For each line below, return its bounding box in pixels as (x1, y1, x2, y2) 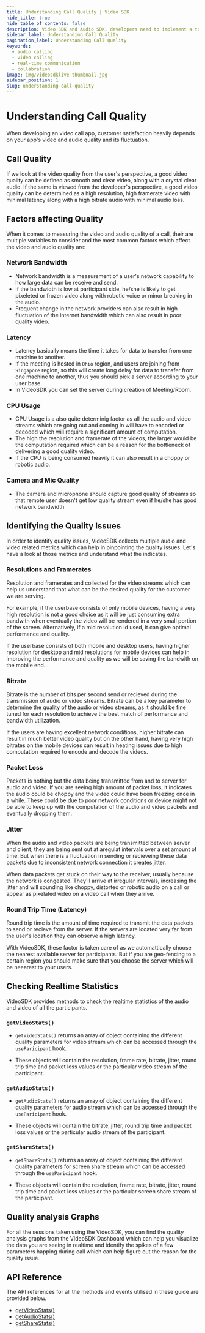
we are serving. (6, 592, 46, 599)
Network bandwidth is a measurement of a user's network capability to (15, 272, 194, 279)
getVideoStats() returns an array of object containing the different (15, 1032, 182, 1039)
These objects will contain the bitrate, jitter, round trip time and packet (15, 1122, 192, 1130)
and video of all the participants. (6, 1004, 88, 1011)
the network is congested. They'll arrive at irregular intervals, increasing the (6, 877, 197, 884)
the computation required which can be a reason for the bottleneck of (15, 441, 191, 449)
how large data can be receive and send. (15, 279, 118, 286)
